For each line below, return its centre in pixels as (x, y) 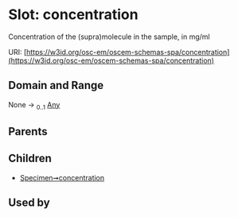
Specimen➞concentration (62, 177)
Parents (28, 132)
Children (30, 159)
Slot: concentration (73, 15)
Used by (29, 203)
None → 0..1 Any (34, 105)
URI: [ (18, 52)
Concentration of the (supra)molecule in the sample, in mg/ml (109, 37)
